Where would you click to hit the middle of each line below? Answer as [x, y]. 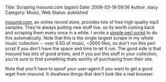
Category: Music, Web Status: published [47, 12]
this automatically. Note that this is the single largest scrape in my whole [79, 38]
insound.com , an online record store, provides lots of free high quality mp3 [82, 22]
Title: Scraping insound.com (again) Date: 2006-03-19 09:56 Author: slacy [82, 7]
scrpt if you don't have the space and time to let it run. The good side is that [83, 48]
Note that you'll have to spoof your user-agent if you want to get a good [79, 69]
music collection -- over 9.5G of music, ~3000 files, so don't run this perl [80, 43]
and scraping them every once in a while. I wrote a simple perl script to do [81, 33]
